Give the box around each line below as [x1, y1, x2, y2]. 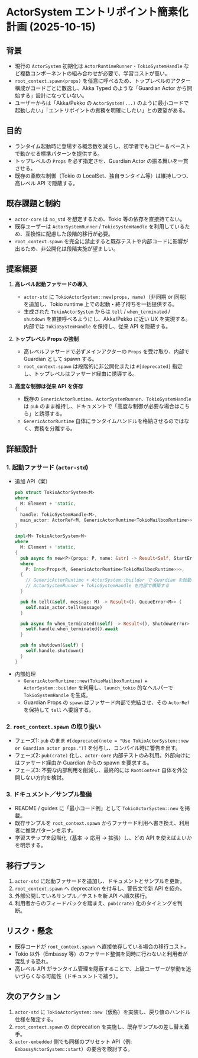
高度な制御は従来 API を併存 [14, 383, 83, 390]
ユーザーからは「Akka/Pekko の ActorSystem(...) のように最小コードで [14, 99, 189, 107]
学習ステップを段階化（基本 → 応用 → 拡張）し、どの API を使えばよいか [14, 834, 192, 841]
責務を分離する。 [34, 425, 76, 432]
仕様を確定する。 [14, 1015, 57, 1022]
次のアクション [6, 992, 60, 1002]
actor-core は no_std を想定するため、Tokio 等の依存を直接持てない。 [14, 215, 185, 222]
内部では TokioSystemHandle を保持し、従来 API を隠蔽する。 [23, 323, 171, 330]
